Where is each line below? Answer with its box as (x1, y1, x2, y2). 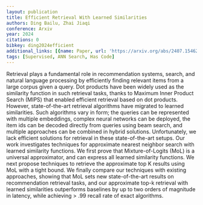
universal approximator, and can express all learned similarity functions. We (6, 153, 195, 160)
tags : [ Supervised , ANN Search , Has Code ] (6, 54, 115, 60)
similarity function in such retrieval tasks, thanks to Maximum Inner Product (6, 89, 194, 96)
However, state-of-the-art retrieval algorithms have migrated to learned (6, 102, 184, 109)
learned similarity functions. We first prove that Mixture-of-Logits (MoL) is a (6, 147, 195, 154)
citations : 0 (6, 37, 39, 43)
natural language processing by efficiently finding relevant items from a (6, 77, 184, 84)
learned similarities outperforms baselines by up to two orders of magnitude (6, 185, 196, 193)
